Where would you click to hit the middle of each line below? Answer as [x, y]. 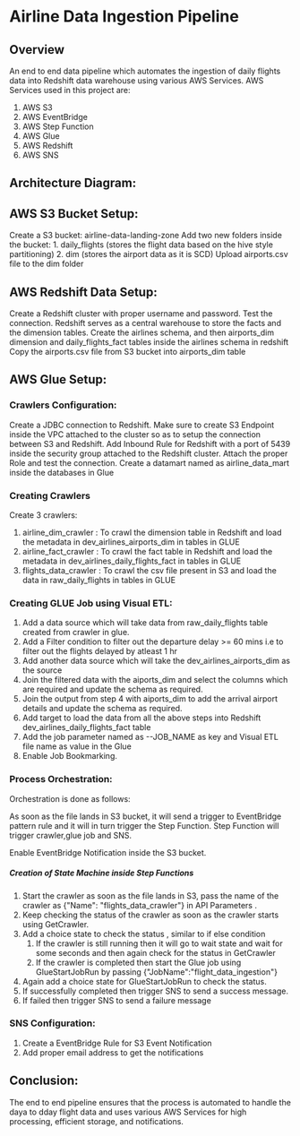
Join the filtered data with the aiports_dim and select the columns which [155, 680]
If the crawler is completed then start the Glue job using [138, 962]
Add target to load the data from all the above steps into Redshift [141, 718]
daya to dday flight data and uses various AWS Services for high [128, 1112]
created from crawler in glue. [76, 633]
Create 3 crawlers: [43, 515]
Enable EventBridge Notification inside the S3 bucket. [108, 852]
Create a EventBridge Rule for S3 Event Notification [117, 1043]
